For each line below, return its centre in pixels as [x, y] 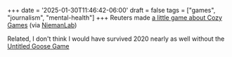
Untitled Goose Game [38, 46]
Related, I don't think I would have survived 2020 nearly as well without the [116, 39]
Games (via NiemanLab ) [42, 25]
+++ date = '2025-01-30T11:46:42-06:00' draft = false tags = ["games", [111, 10]
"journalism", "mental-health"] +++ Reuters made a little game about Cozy [115, 18]
